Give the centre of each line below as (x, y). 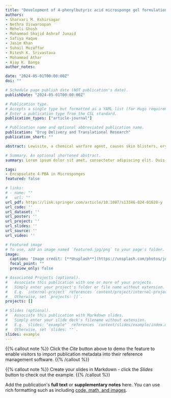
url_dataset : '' (22, 212)
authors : (15, 15)
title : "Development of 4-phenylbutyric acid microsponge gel (73, 10)
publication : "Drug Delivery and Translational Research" (68, 132)
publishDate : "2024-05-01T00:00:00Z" (45, 95)
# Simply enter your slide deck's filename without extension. (76, 320)
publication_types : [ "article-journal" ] (49, 118)
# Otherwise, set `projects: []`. (44, 296)
